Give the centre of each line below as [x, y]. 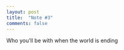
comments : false [27, 23]
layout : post [23, 12]
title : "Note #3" [30, 18]
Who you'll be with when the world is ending [62, 41]
